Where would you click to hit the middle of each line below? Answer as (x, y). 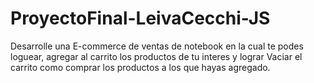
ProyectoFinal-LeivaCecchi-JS (140, 18)
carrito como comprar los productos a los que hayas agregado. (140, 67)
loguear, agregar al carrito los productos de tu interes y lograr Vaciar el (156, 56)
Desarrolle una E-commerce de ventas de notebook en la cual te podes (157, 46)
